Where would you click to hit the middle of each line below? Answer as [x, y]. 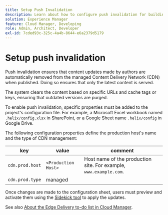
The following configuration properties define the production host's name [81, 133]
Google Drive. [19, 123]
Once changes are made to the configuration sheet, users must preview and [84, 192]
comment [122, 150]
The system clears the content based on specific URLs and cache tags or [81, 92]
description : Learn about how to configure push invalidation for [76, 15]
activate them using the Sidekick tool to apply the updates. [65, 197]
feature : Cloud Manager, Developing [43, 24]
